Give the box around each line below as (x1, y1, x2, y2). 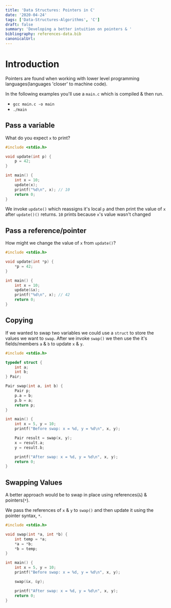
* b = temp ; (14, 546, 38, 551)
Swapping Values (5, 478, 63, 487)
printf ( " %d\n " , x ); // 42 (14, 292, 70, 298)
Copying (5, 316, 33, 325)
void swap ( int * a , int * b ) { (5, 531, 68, 537)
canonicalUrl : (5, 36, 36, 42)
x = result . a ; (14, 440, 45, 445)
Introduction (5, 59, 60, 70)
